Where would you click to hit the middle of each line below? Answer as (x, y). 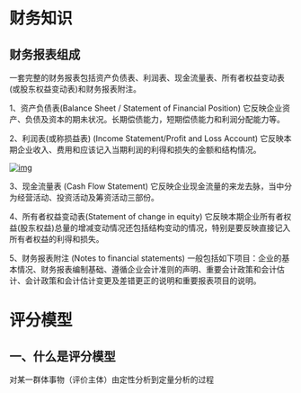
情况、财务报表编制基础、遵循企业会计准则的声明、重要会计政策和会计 (146, 269)
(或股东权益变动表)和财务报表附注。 (75, 89)
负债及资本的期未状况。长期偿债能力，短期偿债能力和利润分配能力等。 (155, 119)
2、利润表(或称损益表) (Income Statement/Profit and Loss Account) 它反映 (147, 138)
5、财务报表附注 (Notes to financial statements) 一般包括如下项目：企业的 (146, 258)
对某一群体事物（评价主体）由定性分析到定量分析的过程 (111, 380)
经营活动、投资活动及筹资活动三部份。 (88, 197)
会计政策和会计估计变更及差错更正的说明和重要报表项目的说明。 (143, 281)
